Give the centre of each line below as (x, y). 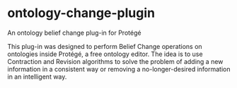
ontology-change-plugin (81, 13)
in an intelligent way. (37, 77)
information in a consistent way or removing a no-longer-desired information (119, 69)
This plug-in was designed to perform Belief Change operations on (105, 46)
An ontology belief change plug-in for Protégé (74, 33)
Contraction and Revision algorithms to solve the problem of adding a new (115, 61)
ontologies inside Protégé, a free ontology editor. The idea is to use (105, 54)
